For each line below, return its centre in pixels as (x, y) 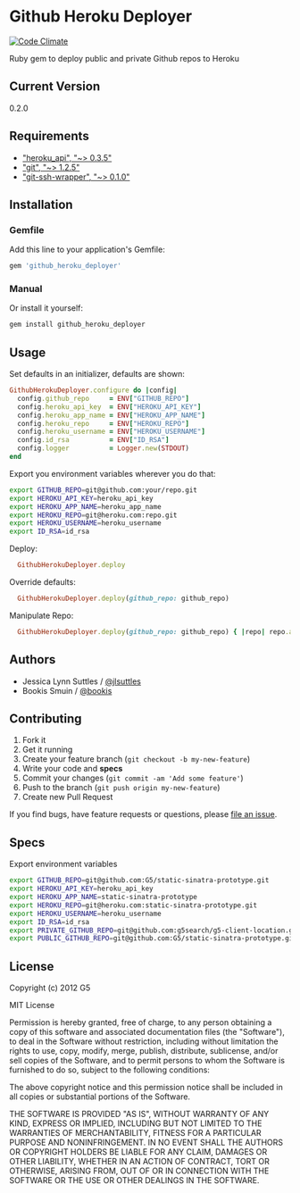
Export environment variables (63, 864)
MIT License (32, 1005)
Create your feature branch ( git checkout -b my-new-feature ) (136, 759)
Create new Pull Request (67, 797)
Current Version (55, 87)
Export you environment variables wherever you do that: (112, 473)
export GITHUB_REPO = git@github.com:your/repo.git (104, 490)
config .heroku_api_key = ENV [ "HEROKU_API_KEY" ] (109, 407)
